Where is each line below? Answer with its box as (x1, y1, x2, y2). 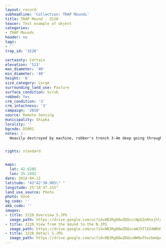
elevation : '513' (5, 62, 41, 67)
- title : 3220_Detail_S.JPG (5, 231, 63, 236)
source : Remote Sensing (5, 113, 54, 118)
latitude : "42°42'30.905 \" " (5, 180, 65, 185)
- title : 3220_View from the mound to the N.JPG (5, 222, 107, 227)
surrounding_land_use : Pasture (5, 85, 70, 90)
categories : (5, 26, 30, 31)
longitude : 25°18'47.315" (5, 185, 58, 190)
